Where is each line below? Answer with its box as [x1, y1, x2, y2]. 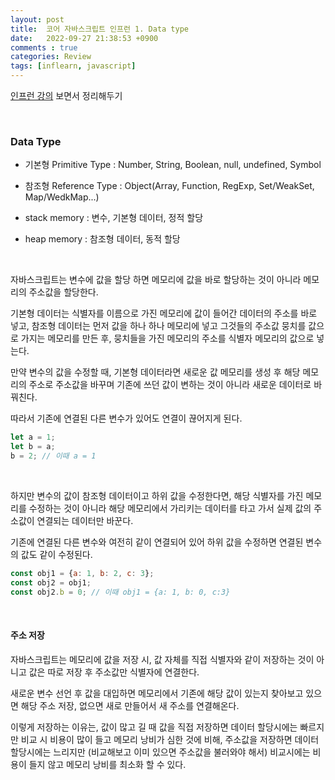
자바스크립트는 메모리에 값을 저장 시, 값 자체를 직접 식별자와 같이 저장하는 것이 [10, 653, 315, 665]
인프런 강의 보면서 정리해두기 [10, 90, 123, 101]
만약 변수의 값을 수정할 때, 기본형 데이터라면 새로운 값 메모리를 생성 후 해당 [10, 366, 301, 378]
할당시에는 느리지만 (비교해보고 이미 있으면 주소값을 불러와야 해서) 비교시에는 [10, 746, 311, 758]
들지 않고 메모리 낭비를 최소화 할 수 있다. [28, 758, 187, 770]
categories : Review [10, 52, 92, 62]
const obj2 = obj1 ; [10, 577, 92, 588]
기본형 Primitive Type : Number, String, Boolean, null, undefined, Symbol [24, 159, 322, 171]
